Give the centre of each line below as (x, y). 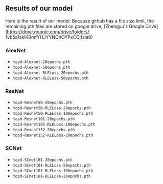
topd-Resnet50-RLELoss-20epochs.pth (52, 108)
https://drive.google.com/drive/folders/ (48, 32)
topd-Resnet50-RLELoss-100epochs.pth (53, 114)
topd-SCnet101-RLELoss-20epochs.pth (52, 176)
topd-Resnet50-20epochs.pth (42, 103)
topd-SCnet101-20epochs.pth (42, 160)
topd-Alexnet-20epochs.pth (41, 62)
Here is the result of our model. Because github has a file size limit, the (80, 21)
